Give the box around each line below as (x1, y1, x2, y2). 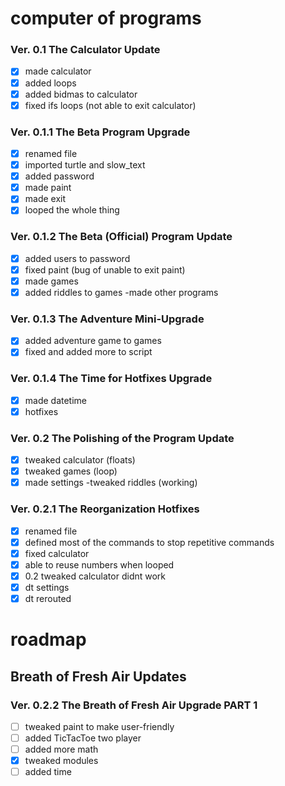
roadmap (10, 628, 87, 651)
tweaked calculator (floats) (24, 454, 136, 466)
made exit (24, 193, 67, 205)
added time (24, 766, 72, 778)
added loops (24, 77, 77, 89)
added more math (24, 743, 99, 756)
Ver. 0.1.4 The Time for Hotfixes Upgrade (10, 372, 213, 386)
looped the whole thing (24, 204, 120, 216)
